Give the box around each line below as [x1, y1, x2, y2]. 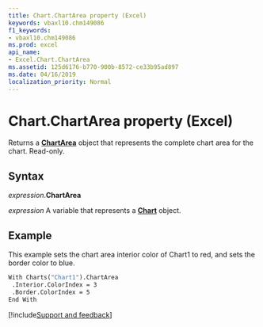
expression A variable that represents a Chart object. [8, 206, 181, 215]
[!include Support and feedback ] [8, 310, 112, 319]
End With [8, 295, 37, 303]
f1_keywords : [8, 26, 51, 34]
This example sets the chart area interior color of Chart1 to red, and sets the [8, 250, 256, 260]
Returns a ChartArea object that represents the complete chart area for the [8, 138, 254, 147]
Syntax [8, 169, 44, 183]
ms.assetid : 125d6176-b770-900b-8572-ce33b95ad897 [8, 63, 179, 71]
